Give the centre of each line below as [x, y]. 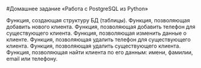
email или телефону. [32, 59]
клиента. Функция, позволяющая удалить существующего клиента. [94, 46]
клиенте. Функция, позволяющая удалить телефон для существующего [99, 39]
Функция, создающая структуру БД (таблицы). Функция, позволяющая [98, 20]
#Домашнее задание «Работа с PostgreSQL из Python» [77, 9]
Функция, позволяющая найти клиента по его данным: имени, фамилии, [100, 52]
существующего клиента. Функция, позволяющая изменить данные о [97, 33]
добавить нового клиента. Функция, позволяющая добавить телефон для [101, 27]
